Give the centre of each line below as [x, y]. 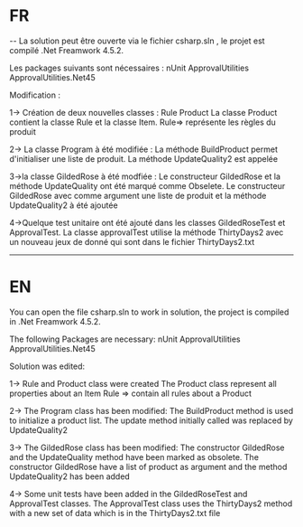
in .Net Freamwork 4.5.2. [55, 321]
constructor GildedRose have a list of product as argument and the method [148, 466]
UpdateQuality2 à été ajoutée [64, 205]
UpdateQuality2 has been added [70, 476]
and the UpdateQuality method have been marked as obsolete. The [134, 456]
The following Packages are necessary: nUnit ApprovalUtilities [125, 339]
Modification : [35, 95]
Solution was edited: [47, 366]
